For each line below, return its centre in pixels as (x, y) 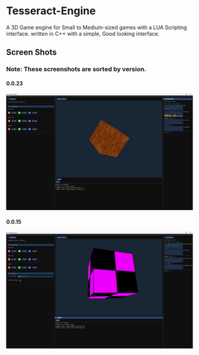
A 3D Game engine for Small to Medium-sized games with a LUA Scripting (97, 27)
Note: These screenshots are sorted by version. (76, 69)
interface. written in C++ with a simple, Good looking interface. (83, 33)
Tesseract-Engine (51, 11)
